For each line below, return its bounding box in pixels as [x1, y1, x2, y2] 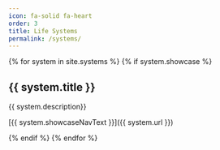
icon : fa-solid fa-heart [8, 11, 93, 20]
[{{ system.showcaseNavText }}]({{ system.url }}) [8, 118, 174, 127]
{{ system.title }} [8, 80, 96, 94]
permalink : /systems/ [8, 34, 82, 43]
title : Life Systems [8, 27, 79, 35]
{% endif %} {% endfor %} [8, 133, 98, 143]
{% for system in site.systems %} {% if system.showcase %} [8, 57, 213, 66]
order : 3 [8, 19, 38, 28]
